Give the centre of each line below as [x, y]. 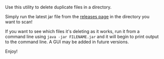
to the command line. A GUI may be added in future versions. [67, 42]
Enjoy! [12, 51]
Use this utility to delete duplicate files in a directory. [58, 7]
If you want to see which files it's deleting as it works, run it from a [72, 31]
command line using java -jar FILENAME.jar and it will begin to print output [82, 37]
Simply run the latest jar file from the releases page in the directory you [77, 16]
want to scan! [19, 22]
